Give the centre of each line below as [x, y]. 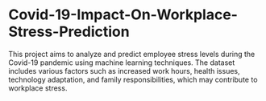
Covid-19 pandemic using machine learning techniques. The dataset [122, 63]
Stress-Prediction [69, 32]
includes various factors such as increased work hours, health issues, [124, 71]
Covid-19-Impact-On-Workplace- [123, 15]
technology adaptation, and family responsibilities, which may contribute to [133, 79]
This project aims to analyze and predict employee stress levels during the [132, 54]
